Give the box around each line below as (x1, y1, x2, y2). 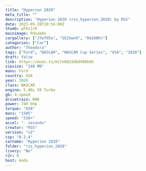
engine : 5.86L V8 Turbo (5, 87, 56, 93)
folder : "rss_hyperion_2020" (5, 144, 67, 149)
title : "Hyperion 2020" (5, 7, 56, 13)
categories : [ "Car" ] (5, 40, 49, 46)
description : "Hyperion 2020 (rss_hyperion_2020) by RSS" (5, 17, 130, 22)
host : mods (5, 158, 28, 163)
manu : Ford (5, 69, 28, 74)
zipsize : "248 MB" (5, 64, 44, 69)
